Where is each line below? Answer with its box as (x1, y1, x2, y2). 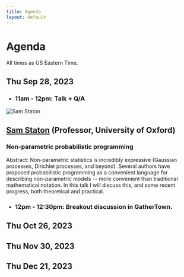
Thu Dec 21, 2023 (6, 261, 72, 271)
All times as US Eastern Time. (6, 59, 78, 66)
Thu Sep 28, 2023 (6, 77, 74, 87)
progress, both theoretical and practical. (6, 187, 104, 195)
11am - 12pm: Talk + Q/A (14, 94, 85, 103)
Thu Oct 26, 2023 (6, 221, 73, 231)
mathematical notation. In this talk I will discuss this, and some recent (6, 182, 176, 189)
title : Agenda (6, 8, 42, 15)
